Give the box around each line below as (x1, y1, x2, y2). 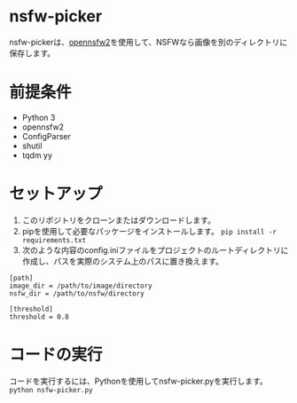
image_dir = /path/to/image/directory (9, 281, 152, 290)
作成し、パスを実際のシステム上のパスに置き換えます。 (21, 256, 223, 266)
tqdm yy (21, 149, 53, 161)
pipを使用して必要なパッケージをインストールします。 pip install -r (21, 225, 277, 236)
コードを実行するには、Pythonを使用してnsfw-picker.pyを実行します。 (9, 375, 268, 386)
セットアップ (9, 184, 104, 204)
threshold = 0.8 (9, 312, 69, 321)
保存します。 (9, 47, 56, 59)
